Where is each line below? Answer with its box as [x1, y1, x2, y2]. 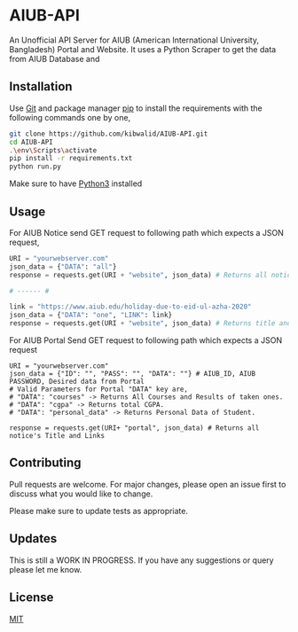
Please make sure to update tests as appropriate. [9, 505, 189, 516]
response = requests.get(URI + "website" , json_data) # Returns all [9, 270, 268, 279]
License [9, 590, 54, 605]
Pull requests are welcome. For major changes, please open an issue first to [9, 479, 286, 489]
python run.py [9, 162, 62, 171]
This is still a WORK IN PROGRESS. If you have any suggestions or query [9, 555, 274, 566]
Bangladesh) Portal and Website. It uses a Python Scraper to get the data [9, 43, 277, 54]
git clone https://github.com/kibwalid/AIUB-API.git [9, 129, 208, 138]
